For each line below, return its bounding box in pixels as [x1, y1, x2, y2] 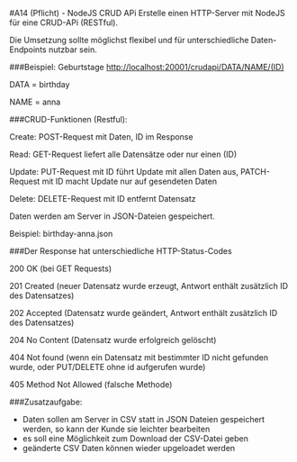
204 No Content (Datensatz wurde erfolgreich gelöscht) [9, 335, 217, 345]
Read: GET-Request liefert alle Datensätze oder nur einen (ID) [9, 149, 237, 159]
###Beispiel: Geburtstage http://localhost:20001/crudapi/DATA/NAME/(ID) [9, 62, 285, 72]
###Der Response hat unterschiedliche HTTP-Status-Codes [9, 246, 232, 256]
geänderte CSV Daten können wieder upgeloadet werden [22, 443, 236, 453]
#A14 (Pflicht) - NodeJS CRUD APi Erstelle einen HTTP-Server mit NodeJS [9, 8, 285, 18]
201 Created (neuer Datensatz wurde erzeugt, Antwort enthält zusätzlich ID [9, 281, 289, 291]
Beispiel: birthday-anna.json [9, 229, 113, 239]
